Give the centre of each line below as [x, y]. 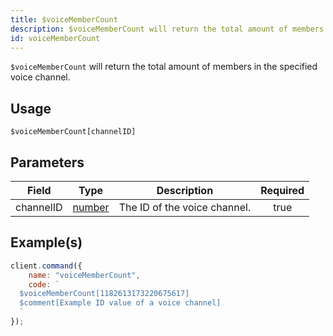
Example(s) [46, 242]
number [91, 207]
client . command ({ [46, 266]
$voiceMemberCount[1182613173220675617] [104, 294]
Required [282, 190]
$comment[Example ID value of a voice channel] [120, 303]
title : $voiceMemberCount [64, 19]
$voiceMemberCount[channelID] [73, 132]
